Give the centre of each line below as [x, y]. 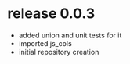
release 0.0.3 [51, 14]
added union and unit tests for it [70, 35]
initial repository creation [59, 52]
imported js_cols [45, 43]
